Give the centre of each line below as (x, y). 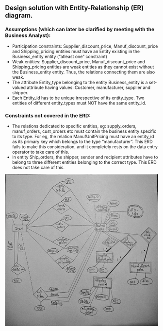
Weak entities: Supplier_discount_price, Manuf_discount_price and (79, 61)
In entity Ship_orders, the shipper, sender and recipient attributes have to (85, 157)
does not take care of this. (38, 167)
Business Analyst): (28, 35)
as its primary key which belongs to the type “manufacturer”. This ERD (82, 141)
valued (19, 87)
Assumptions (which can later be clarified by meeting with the (80, 30)
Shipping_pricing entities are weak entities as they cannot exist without (83, 67)
